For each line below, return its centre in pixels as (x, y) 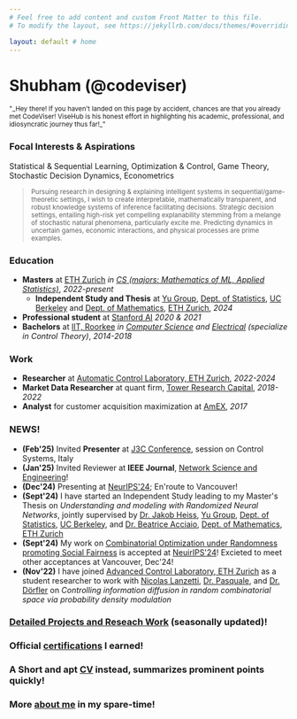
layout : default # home (53, 42)
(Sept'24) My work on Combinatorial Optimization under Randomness (150, 543)
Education (32, 260)
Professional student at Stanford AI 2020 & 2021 (111, 317)
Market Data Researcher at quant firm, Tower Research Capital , (139, 388)
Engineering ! (45, 477)
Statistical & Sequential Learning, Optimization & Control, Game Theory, (139, 166)
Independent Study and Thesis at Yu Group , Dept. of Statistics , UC (158, 298)
